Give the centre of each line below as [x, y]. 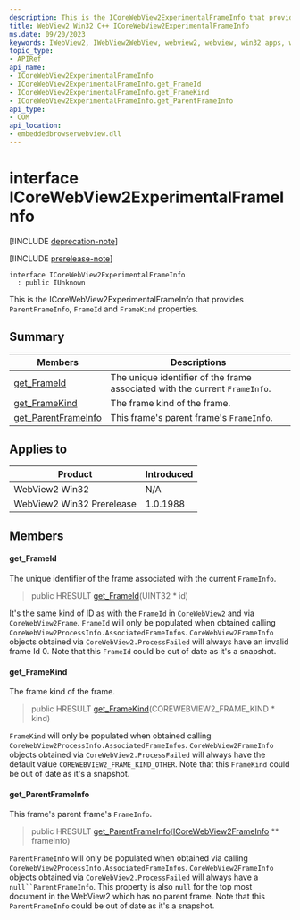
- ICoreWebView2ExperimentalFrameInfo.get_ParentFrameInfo [121, 101]
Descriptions [198, 362]
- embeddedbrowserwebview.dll [66, 134]
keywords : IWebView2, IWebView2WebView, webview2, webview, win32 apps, [147, 43]
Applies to [38, 450]
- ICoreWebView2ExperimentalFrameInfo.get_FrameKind [109, 92]
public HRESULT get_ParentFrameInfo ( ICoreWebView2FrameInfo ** [155, 831]
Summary [37, 337]
